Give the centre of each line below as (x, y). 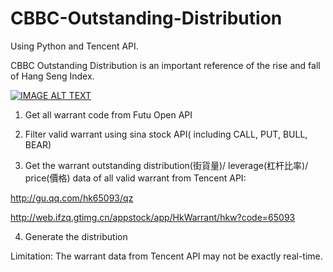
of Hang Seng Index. (52, 76)
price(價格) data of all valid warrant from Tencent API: (135, 178)
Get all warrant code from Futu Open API (108, 114)
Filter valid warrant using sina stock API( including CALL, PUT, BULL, (166, 134)
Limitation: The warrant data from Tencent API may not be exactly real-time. (166, 256)
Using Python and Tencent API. (74, 46)
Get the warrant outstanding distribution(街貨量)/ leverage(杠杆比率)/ (166, 165)
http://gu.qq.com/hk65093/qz (72, 198)
